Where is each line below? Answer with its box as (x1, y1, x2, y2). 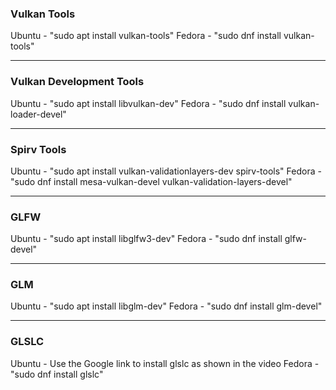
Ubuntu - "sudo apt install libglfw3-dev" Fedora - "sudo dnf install (10, 233, 283, 245)
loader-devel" (10, 108, 67, 120)
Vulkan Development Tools (10, 75, 145, 89)
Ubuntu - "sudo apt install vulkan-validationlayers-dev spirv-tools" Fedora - (10, 165, 322, 177)
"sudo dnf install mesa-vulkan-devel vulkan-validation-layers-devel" (10, 175, 293, 187)
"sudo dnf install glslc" (10, 368, 104, 380)
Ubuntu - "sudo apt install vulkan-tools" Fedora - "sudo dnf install (10, 30, 282, 42)
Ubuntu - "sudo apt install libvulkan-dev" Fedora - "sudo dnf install (10, 97, 287, 109)
